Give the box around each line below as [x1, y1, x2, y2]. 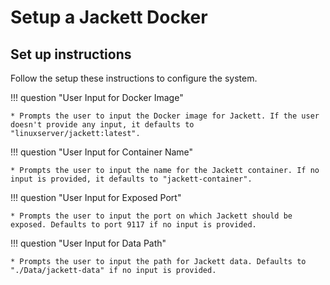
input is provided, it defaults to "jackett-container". [10, 174, 253, 184]
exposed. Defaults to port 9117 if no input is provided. [10, 220, 257, 230]
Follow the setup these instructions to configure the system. [10, 72, 258, 84]
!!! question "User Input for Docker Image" [10, 92, 184, 103]
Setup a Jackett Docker [10, 6, 208, 29]
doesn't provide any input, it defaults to [10, 120, 195, 130]
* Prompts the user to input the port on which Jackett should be [10, 211, 293, 221]
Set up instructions [10, 46, 132, 63]
